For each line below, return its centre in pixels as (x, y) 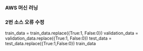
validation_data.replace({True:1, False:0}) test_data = (58, 38)
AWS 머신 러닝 (22, 7)
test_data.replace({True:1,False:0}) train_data (51, 44)
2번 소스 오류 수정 (25, 22)
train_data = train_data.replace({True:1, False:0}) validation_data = (72, 33)
